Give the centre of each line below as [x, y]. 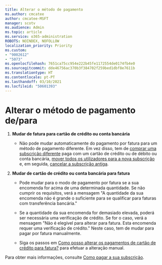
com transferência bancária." [48, 203]
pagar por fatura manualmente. [50, 233]
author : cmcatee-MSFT [27, 18]
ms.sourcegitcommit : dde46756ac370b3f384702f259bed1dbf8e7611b [70, 68]
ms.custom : [16, 50]
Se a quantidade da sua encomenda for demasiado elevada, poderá [87, 213]
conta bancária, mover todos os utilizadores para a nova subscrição [87, 159]
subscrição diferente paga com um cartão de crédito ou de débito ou [88, 154]
